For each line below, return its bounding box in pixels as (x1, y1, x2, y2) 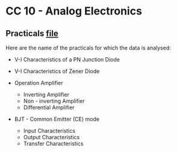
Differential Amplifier (23, 104, 75, 111)
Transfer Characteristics (23, 140, 84, 147)
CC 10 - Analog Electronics (5, 4, 143, 18)
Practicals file (5, 28, 58, 39)
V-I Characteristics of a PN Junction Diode (14, 56, 120, 63)
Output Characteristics (23, 134, 80, 141)
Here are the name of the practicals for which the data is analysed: (5, 44, 171, 51)
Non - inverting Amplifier (23, 98, 85, 104)
